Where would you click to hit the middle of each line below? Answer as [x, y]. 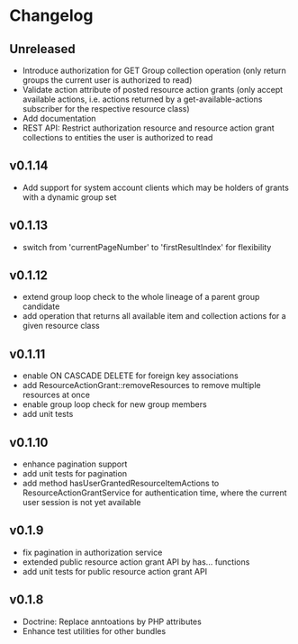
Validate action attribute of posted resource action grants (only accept [153, 90]
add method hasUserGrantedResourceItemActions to [121, 484]
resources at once [56, 395]
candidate [41, 306]
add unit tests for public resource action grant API [115, 571]
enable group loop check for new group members [114, 404]
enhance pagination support [75, 464]
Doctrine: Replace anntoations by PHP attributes [112, 621]
